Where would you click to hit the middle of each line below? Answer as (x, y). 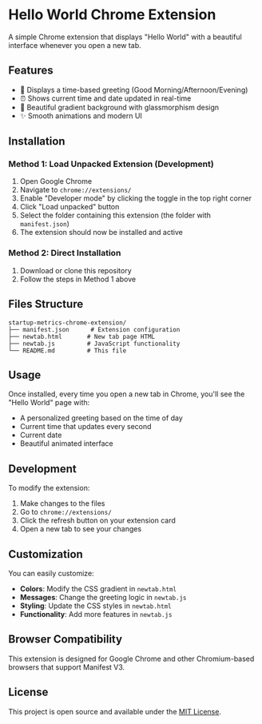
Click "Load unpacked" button (69, 207)
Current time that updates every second (85, 427)
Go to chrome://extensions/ (65, 512)
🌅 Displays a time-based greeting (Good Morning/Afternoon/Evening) (134, 90)
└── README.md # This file (67, 350)
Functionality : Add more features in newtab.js (96, 614)
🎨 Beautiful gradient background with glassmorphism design (119, 107)
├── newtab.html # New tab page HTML (82, 336)
